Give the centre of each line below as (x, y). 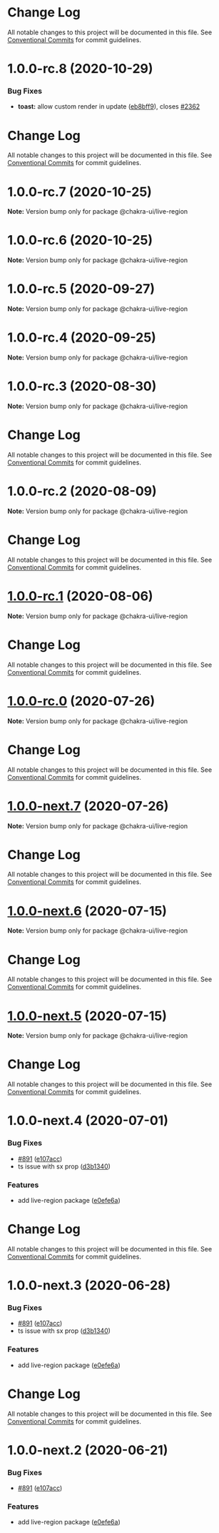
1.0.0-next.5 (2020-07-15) (87, 1016)
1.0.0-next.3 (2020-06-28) (89, 1285)
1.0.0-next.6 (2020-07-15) (87, 911)
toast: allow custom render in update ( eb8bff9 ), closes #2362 (109, 106)
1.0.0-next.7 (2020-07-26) (88, 806)
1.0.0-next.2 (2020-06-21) (88, 1450)
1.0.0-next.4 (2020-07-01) (88, 1121)
